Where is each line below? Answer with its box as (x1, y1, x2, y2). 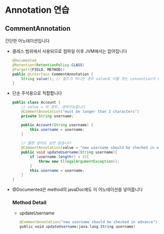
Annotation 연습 (5, 4, 70, 16)
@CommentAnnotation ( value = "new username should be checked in (21, 145, 155, 150)
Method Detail (12, 199, 47, 206)
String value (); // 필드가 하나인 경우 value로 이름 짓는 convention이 (21, 76, 155, 81)
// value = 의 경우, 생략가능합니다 (21, 105, 85, 110)
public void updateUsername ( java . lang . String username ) (19, 224, 136, 229)
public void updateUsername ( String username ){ (21, 150, 118, 155)
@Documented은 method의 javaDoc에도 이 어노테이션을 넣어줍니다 (12, 187, 143, 192)
